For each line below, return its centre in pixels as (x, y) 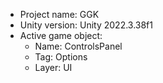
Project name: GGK (59, 14)
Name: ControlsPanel (78, 46)
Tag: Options (61, 57)
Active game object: (61, 35)
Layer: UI (53, 67)
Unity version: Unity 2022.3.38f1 (86, 25)
